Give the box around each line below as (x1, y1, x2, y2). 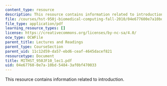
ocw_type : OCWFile (5, 35, 43, 40)
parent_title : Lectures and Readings (5, 40, 83, 45)
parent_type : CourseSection (5, 44, 64, 49)
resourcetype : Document (5, 53, 55, 59)
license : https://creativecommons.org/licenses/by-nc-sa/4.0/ (5, 30, 137, 35)
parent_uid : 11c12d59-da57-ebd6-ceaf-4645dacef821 (5, 49, 112, 54)
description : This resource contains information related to (5, 12, 135, 17)
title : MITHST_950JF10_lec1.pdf (5, 58, 72, 63)
